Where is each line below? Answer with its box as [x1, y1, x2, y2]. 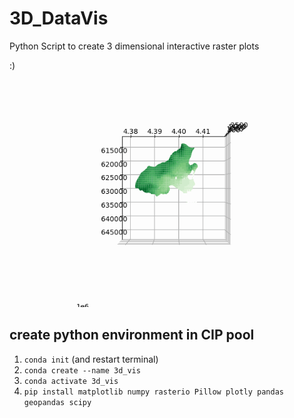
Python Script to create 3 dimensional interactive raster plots [9, 40, 260, 52]
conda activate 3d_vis [23, 376, 119, 386]
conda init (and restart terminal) [23, 353, 159, 365]
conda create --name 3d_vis [23, 365, 141, 376]
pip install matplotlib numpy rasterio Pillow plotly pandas [23, 387, 285, 397]
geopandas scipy [23, 397, 92, 407]
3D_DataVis [9, 7, 109, 30]
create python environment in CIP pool [9, 327, 255, 344]
